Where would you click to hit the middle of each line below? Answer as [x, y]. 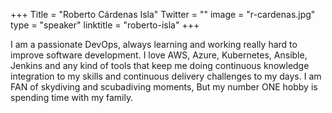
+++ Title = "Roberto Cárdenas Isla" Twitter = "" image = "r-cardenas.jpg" [163, 14]
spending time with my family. [72, 97]
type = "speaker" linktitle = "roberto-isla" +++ [105, 25]
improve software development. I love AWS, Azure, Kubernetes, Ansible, [159, 55]
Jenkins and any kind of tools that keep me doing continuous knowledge [160, 65]
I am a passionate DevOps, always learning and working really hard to [154, 44]
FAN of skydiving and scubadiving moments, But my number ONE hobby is [164, 87]
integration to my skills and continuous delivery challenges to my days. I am [166, 76]
